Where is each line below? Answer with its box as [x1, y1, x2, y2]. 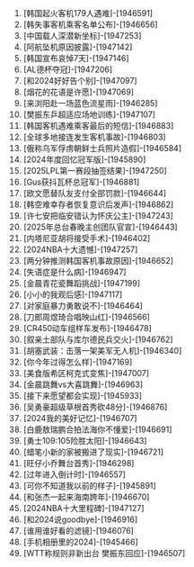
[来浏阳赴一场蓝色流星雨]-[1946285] [22, 98, 158, 108]
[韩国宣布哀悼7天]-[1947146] [22, 53, 129, 63]
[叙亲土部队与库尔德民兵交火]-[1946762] [22, 334, 173, 345]
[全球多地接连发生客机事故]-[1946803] [22, 131, 166, 142]
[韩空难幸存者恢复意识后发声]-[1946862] [22, 199, 174, 210]
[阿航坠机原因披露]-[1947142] [22, 41, 133, 52]
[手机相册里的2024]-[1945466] [22, 536, 138, 547]
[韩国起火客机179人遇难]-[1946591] [22, 8, 154, 18]
